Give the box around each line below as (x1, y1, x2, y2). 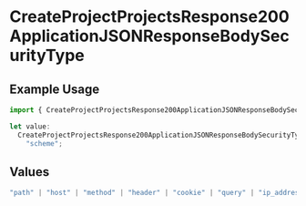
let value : (9, 121, 51, 131)
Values (9, 164, 50, 180)
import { (9, 106, 43, 115)
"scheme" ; (25, 139, 64, 148)
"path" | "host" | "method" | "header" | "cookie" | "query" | (9, 189, 255, 198)
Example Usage (9, 81, 100, 97)
